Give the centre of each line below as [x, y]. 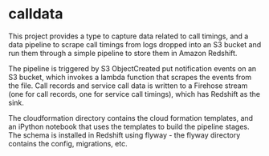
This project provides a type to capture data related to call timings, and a [128, 36]
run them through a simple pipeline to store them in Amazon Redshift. [123, 53]
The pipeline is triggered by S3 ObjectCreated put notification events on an [132, 68]
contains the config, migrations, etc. [68, 143]
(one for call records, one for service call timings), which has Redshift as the [134, 94]
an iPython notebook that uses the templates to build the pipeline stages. [129, 126]
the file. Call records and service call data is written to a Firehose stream [128, 86]
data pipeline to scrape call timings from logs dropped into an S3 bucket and [135, 44]
